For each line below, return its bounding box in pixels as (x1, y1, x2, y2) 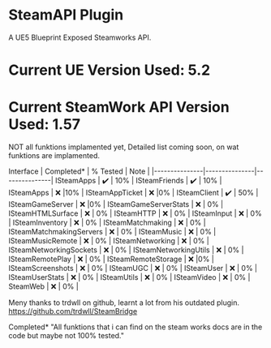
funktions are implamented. (8, 151, 100, 161)
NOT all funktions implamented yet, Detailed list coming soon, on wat (8, 142, 239, 152)
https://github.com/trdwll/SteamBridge (8, 307, 138, 316)
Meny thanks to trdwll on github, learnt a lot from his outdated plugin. (8, 298, 240, 307)
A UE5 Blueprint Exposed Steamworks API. (8, 32, 152, 42)
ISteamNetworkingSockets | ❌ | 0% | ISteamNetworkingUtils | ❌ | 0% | (8, 245, 244, 255)
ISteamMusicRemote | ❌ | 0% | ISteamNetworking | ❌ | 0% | (8, 236, 209, 246)
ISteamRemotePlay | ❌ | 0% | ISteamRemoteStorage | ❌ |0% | (8, 254, 215, 264)
